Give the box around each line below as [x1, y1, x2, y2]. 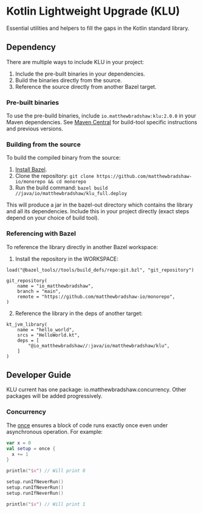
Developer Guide [6, 370, 72, 380]
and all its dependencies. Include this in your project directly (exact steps [6, 208, 190, 215]
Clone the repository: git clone [15, 172, 94, 180]
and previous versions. [6, 125, 64, 132]
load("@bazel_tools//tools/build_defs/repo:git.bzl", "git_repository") [6, 267, 194, 273]
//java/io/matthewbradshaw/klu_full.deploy [15, 191, 128, 197]
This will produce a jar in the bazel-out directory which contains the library [6, 201, 193, 208]
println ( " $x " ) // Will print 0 [6, 468, 86, 474]
